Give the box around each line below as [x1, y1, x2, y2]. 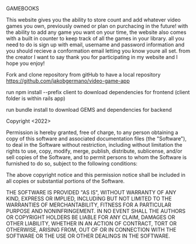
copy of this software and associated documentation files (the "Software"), [6, 135, 187, 142]
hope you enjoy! [6, 60, 45, 67]
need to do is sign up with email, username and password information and [6, 41, 185, 48]
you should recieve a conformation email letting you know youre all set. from [6, 47, 191, 54]
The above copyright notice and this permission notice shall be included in [6, 171, 185, 178]
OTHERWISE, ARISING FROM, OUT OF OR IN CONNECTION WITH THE [6, 226, 177, 233]
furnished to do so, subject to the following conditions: [6, 160, 137, 167]
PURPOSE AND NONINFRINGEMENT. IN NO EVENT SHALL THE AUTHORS [6, 208, 186, 214]
